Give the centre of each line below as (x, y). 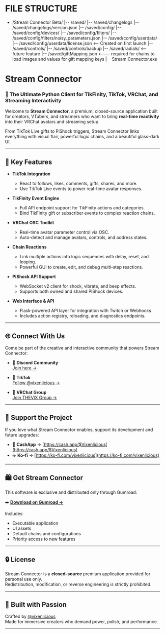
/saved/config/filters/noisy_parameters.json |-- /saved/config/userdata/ (85, 38)
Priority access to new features (44, 539)
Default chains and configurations (46, 533)
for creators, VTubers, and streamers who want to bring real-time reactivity (82, 117)
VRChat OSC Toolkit (33, 223)
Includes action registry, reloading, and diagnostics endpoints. (82, 316)
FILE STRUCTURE (41, 9)
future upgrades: (22, 435)
